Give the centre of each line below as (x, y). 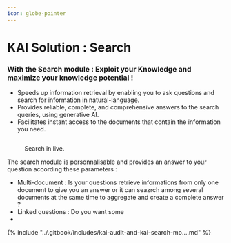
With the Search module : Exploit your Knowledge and (99, 69)
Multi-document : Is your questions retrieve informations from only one (118, 182)
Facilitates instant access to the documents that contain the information (119, 122)
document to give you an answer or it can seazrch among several (110, 190)
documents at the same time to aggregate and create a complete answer (120, 198)
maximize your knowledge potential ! (70, 78)
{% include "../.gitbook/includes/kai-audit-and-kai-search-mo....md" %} (109, 233)
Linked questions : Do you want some (70, 212)
